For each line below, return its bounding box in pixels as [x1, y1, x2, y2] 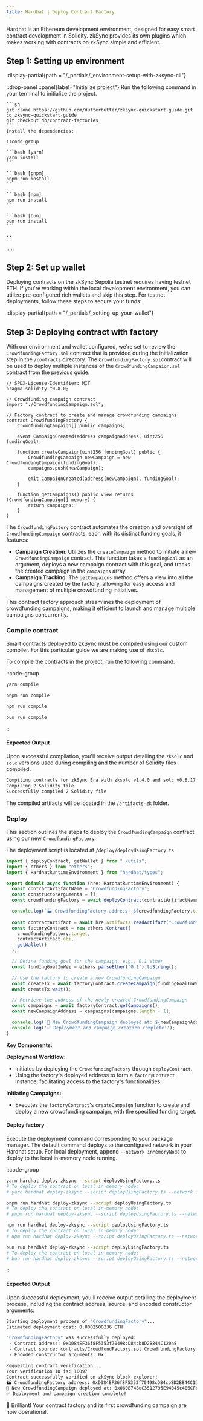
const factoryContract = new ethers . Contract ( [11, 925, 131, 931]
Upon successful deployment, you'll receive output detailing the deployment [6, 1293, 196, 1301]
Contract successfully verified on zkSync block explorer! [6, 1374, 158, 1380]
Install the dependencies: [6, 128, 74, 134]
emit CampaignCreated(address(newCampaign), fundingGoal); [28, 476, 180, 482]
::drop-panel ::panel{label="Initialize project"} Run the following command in [6, 84, 196, 91]
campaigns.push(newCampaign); [28, 465, 104, 471]
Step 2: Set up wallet [6, 262, 86, 272]
